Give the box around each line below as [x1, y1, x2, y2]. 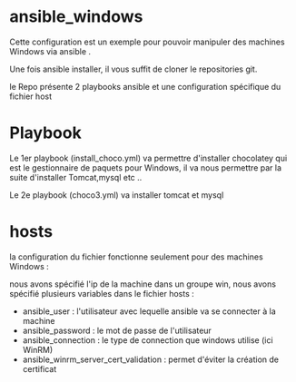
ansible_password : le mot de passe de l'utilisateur [22, 325, 212, 336]
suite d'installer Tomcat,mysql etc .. [9, 171, 143, 182]
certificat [22, 363, 57, 374]
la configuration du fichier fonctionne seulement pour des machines [9, 251, 263, 262]
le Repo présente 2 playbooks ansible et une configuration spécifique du [9, 81, 281, 92]
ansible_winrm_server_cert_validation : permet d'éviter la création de [22, 354, 280, 365]
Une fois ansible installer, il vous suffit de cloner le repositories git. [9, 64, 258, 74]
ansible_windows [9, 6, 143, 27]
